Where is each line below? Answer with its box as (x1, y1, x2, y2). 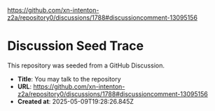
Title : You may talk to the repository (17, 74, 121, 83)
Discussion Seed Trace (7, 38, 144, 54)
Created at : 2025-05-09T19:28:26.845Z (17, 97, 134, 105)
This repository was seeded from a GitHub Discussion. (7, 61, 165, 70)
